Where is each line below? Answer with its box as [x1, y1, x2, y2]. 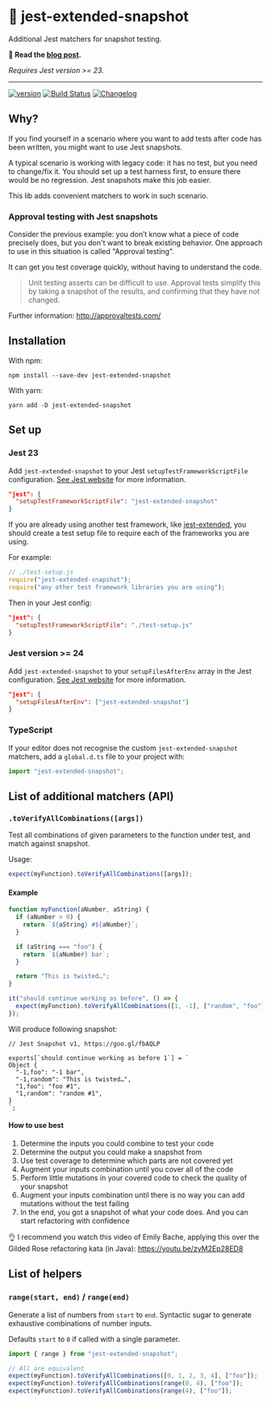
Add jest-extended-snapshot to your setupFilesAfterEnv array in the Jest [8, 666, 252, 676]
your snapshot [19, 1181, 69, 1191]
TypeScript [8, 724, 53, 735]
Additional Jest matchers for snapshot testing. [8, 34, 162, 44]
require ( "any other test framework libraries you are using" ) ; [8, 583, 226, 591]
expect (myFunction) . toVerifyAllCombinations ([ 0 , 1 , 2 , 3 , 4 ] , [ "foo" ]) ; [8, 1371, 258, 1380]
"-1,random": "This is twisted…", [15, 1075, 131, 1083]
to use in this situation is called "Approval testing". [8, 247, 175, 256]
